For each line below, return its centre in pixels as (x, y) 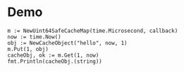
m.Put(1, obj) (28, 49)
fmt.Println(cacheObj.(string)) (55, 61)
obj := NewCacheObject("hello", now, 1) (68, 43)
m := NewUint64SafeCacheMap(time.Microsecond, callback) (93, 31)
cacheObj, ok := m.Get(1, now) (53, 55)
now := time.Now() (34, 37)
